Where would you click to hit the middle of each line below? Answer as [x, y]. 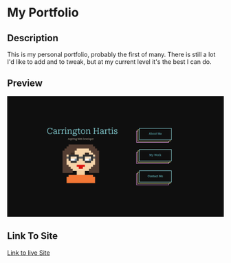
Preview [25, 83]
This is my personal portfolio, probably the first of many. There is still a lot [111, 54]
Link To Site [33, 236]
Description [33, 38]
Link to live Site [29, 253]
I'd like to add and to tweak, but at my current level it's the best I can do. [109, 62]
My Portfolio [43, 13]
